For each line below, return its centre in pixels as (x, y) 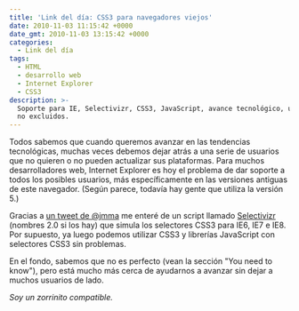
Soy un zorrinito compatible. (61, 298)
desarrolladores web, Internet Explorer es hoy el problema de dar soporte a (147, 171)
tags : (19, 59)
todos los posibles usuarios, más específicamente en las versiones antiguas (148, 179)
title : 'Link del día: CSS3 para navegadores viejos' (111, 17)
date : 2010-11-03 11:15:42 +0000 (71, 26)
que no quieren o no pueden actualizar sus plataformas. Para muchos (137, 161)
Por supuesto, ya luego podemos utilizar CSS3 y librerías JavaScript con (142, 235)
